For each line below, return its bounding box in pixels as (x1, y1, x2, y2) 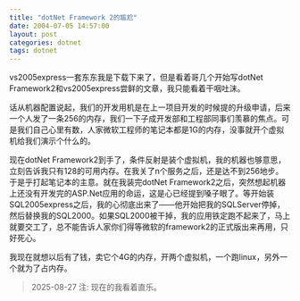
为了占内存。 (24, 263, 72, 273)
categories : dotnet (9, 38, 82, 47)
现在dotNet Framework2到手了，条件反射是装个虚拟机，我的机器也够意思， (9, 155, 287, 165)
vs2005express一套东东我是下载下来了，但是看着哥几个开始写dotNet (9, 72, 263, 83)
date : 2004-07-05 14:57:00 (9, 21, 110, 30)
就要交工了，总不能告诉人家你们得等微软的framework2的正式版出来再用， (9, 222, 281, 232)
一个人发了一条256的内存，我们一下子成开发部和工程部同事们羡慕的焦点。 (9, 113, 282, 124)
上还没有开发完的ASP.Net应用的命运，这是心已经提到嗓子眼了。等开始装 (9, 188, 275, 199)
